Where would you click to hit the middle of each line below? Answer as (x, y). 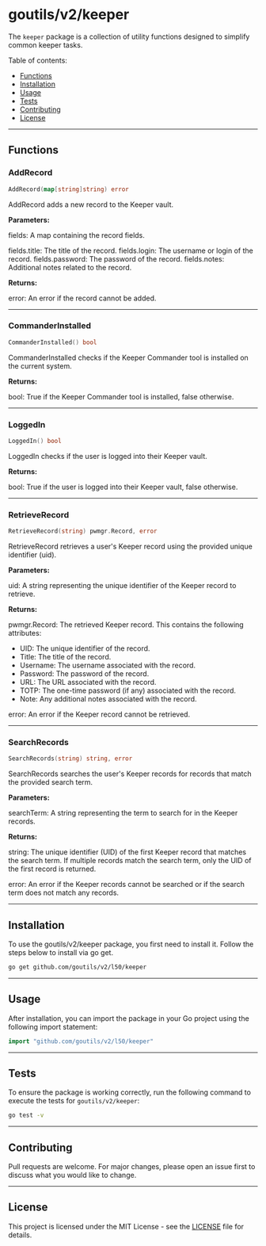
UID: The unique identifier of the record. (85, 648)
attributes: (25, 633)
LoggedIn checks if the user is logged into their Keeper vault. (108, 456)
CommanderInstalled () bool (53, 342)
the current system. (40, 365)
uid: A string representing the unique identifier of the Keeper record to (122, 586)
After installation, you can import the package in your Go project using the (129, 1018)
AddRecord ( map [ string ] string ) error (68, 189)
